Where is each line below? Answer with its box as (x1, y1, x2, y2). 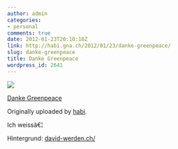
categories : (7, 17, 41, 24)
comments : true (7, 29, 51, 37)
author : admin (7, 10, 48, 17)
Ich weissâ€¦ (7, 121, 43, 129)
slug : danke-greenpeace (7, 49, 76, 56)
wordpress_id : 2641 (7, 62, 63, 69)
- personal (7, 23, 39, 30)
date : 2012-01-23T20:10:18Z (7, 36, 88, 43)
